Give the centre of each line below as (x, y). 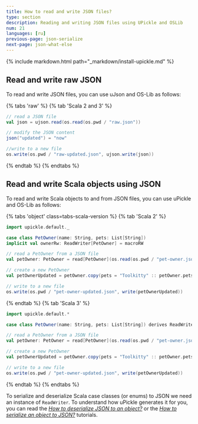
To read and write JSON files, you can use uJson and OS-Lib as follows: (94, 94)
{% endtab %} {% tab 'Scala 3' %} (48, 303)
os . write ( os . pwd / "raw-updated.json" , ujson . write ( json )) (80, 154)
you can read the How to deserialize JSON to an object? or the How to (91, 408)
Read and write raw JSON (54, 80)
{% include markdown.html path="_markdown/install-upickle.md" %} (90, 61)
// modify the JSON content (41, 133)
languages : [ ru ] (26, 34)
